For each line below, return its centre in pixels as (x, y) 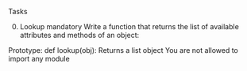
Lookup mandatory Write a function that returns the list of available (129, 26)
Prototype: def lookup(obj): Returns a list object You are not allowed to (123, 50)
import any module (39, 59)
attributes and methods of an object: (79, 35)
